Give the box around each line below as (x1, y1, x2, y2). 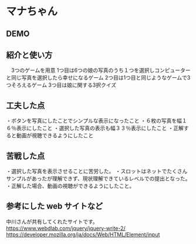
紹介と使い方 (6, 50, 53, 60)
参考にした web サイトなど (6, 201, 103, 212)
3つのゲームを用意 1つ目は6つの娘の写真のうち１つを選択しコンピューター (11, 67, 191, 74)
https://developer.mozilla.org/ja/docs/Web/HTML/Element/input (6, 230, 160, 238)
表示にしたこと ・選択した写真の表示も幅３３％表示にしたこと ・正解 (16, 124, 184, 132)
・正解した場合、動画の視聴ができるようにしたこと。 (6, 183, 135, 190)
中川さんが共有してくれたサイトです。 (6, 218, 98, 225)
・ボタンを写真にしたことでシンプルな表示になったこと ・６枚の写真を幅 (6, 117, 183, 124)
